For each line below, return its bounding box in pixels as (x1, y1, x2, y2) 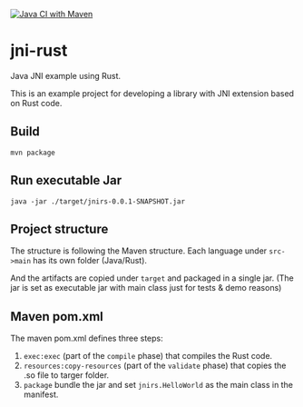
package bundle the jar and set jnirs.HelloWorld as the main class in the (23, 380, 294, 391)
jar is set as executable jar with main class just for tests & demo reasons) (10, 283, 282, 293)
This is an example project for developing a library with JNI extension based (10, 87, 294, 99)
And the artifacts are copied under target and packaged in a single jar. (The (10, 273, 294, 283)
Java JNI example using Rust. (10, 70, 122, 81)
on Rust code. (10, 97, 63, 108)
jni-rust (10, 41, 68, 61)
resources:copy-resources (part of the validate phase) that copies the (23, 360, 287, 372)
